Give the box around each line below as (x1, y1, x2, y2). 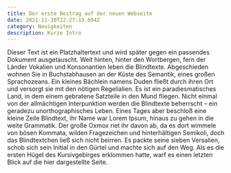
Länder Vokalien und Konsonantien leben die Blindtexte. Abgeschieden (7, 63, 209, 71)
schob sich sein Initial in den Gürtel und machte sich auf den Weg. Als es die (7, 143, 224, 152)
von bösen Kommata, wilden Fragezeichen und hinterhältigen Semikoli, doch (7, 129, 225, 137)
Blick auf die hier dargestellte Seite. (7, 158, 108, 166)
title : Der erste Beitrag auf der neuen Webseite (7, 10, 153, 17)
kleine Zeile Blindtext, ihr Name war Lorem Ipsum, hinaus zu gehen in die (7, 114, 214, 123)
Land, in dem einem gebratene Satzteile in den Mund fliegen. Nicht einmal (7, 92, 217, 101)
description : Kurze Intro (7, 29, 81, 37)
